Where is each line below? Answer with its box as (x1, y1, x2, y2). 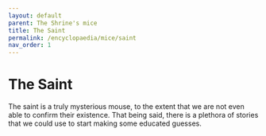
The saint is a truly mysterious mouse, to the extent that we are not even (8, 102, 245, 111)
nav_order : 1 (8, 41, 52, 49)
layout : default (8, 11, 62, 20)
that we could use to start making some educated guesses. (8, 119, 202, 128)
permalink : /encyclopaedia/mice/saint (8, 33, 137, 42)
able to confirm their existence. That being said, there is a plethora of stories (8, 111, 259, 120)
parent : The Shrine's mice (8, 19, 98, 27)
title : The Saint (8, 26, 66, 34)
